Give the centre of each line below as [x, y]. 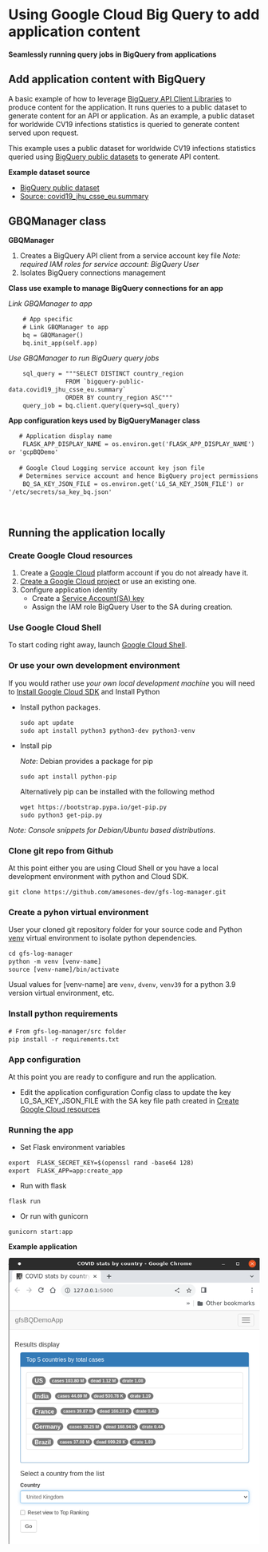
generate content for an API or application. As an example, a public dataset [132, 115]
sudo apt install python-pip [68, 777]
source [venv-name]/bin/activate [64, 970]
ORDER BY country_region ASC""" [119, 398]
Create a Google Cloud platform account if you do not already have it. [134, 573]
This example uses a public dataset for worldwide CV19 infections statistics [132, 148]
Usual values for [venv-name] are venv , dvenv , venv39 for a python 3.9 [122, 985]
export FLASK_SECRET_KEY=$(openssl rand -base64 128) [101, 1163]
